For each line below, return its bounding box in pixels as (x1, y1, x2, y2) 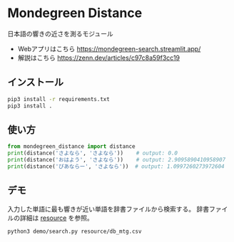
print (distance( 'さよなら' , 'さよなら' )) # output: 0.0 (7, 149, 178, 157)
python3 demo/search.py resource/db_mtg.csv (7, 228, 142, 235)
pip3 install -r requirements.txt (7, 95, 111, 102)
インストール (7, 76, 64, 88)
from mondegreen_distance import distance (7, 143, 136, 150)
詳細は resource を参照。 (19, 214, 94, 222)
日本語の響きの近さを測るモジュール (7, 29, 114, 38)
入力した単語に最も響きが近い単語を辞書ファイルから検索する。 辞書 (7, 204, 209, 213)
